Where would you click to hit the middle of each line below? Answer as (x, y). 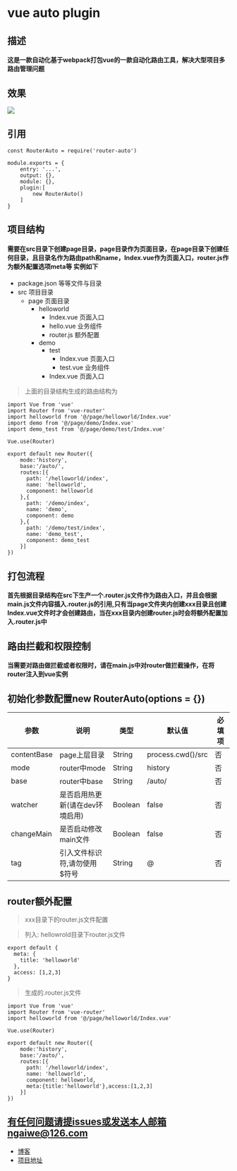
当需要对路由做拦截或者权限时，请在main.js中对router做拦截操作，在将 (111, 666)
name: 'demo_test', (54, 534)
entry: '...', (41, 169)
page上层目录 (82, 755)
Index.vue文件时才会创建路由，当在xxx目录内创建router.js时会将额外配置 (115, 613)
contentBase (32, 754)
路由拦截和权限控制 (49, 646)
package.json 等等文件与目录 (60, 283)
